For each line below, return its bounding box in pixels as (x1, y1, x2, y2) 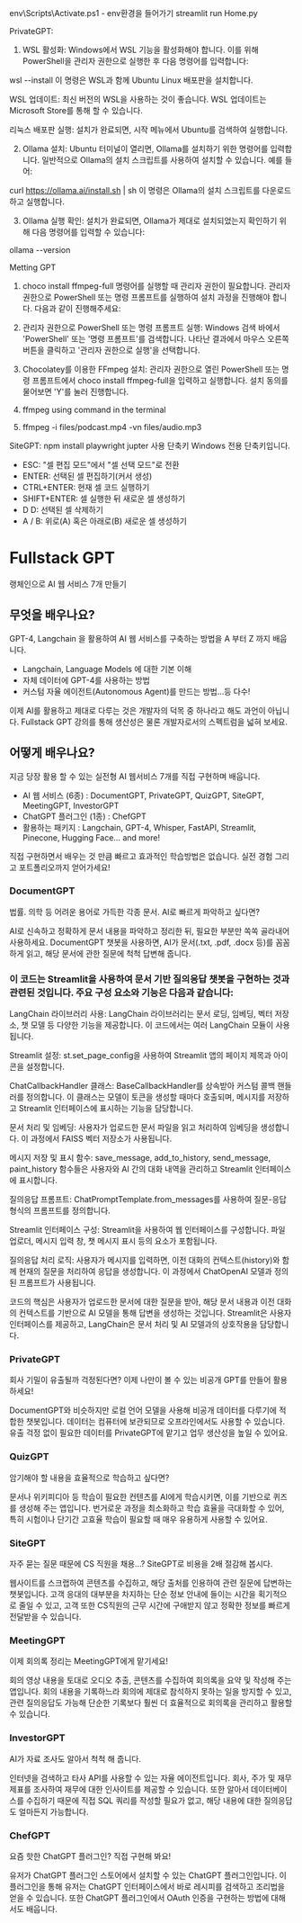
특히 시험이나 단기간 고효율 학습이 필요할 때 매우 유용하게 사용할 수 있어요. (9, 1514, 268, 1524)
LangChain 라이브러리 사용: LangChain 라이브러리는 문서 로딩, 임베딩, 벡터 (9, 1009, 273, 1020)
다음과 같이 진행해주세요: (34, 303, 121, 313)
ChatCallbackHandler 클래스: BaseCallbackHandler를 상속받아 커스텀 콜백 (9, 1081, 276, 1092)
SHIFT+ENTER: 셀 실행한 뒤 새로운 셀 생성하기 (22, 493, 186, 504)
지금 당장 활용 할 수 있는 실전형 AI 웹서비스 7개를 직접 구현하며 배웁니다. (9, 770, 261, 781)
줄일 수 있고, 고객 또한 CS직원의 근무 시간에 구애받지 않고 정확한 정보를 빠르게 (18, 1600, 290, 1611)
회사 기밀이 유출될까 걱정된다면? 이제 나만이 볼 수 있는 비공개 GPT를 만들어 (9, 1375, 271, 1386)
